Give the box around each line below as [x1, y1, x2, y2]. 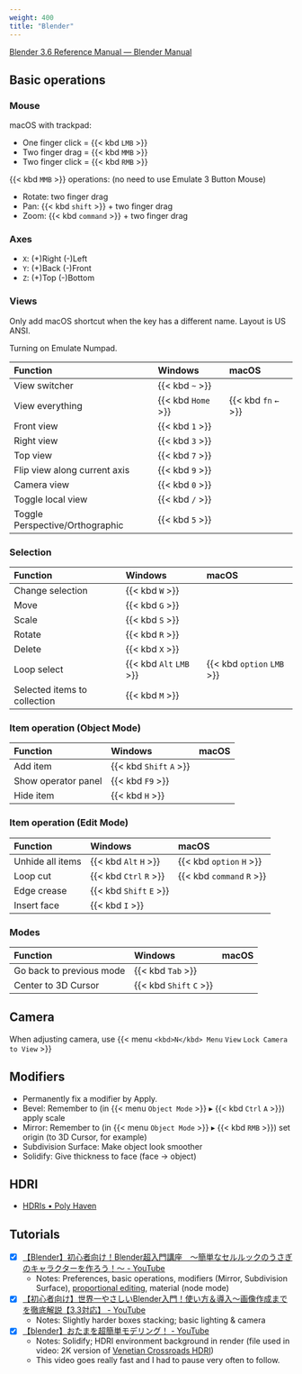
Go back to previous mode [13, 964, 126, 977]
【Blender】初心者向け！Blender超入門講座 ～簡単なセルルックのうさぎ [22, 1251, 293, 1262]
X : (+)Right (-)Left [22, 253, 88, 264]
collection [13, 695, 56, 707]
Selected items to [13, 684, 88, 696]
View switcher [13, 379, 74, 392]
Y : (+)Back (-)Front [22, 263, 92, 274]
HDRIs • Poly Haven [22, 1200, 97, 1212]
